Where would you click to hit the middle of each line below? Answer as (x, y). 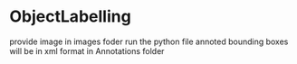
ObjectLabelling (70, 17)
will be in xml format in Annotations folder (87, 50)
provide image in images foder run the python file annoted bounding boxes (149, 41)
